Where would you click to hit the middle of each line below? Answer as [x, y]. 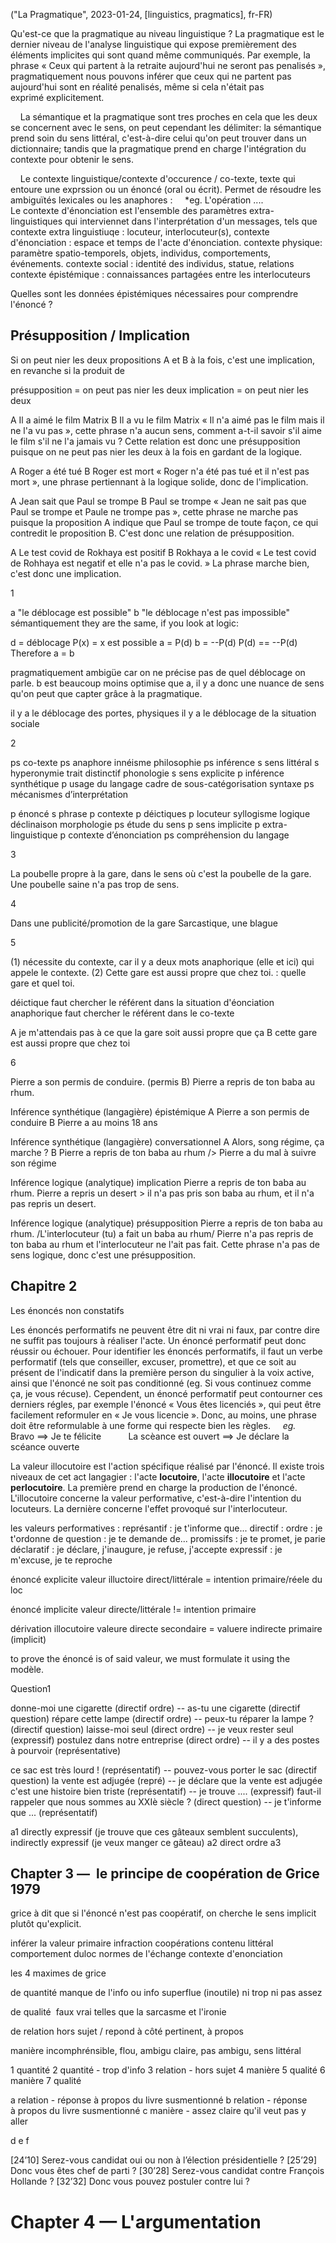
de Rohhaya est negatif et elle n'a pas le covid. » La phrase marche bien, [160, 563]
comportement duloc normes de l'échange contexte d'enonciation [146, 1954]
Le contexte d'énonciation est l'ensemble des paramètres [129, 210]
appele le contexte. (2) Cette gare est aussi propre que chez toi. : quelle [158, 972]
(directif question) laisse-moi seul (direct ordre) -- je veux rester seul [152, 1729]
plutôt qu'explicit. [46, 1924]
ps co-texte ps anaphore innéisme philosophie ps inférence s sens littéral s [165, 762]
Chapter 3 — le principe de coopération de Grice [165, 1874]
